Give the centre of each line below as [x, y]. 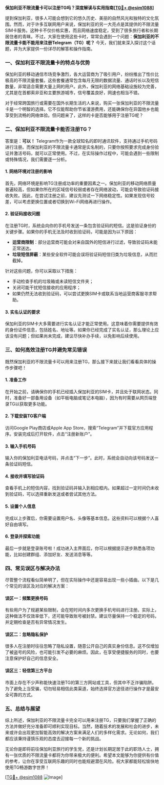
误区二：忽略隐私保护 [26, 634]
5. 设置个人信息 [20, 506]
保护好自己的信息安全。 [37, 658]
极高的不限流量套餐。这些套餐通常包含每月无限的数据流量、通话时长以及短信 [82, 80]
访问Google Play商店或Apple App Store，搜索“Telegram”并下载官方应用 [77, 428]
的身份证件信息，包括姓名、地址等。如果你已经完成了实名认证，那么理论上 [80, 330]
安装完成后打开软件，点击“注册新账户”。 [54, 434]
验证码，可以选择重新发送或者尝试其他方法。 [54, 494]
